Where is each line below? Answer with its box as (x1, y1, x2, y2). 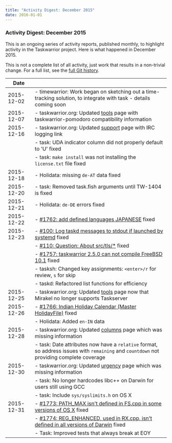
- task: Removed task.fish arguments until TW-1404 (35, 183, 162, 190)
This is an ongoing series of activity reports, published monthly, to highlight (5, 41, 164, 47)
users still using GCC (35, 383, 85, 390)
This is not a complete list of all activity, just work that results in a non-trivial (5, 62, 165, 68)
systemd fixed (35, 234, 69, 241)
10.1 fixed (35, 257, 60, 264)
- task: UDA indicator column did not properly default (35, 139, 163, 146)
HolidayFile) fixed (35, 309, 77, 316)
